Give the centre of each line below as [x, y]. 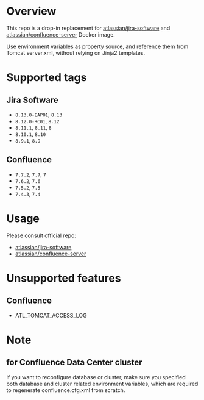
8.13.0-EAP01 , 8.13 [39, 115]
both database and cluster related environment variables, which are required [102, 384]
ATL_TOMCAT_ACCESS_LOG [51, 315]
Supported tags [47, 78]
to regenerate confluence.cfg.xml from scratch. [66, 390]
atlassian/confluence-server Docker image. [61, 34]
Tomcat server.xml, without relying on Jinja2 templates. [76, 52]
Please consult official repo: [41, 235]
